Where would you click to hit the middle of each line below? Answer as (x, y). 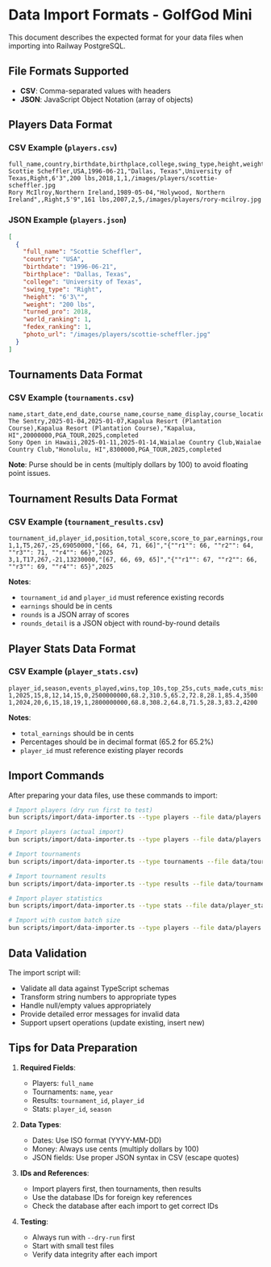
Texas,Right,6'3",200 (45, 179)
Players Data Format (60, 125)
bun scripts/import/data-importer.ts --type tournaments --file (119, 861)
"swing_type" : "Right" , (63, 289)
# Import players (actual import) (67, 832)
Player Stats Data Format (72, 648)
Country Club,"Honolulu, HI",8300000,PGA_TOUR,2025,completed (115, 450)
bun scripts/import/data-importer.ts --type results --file (112, 884)
